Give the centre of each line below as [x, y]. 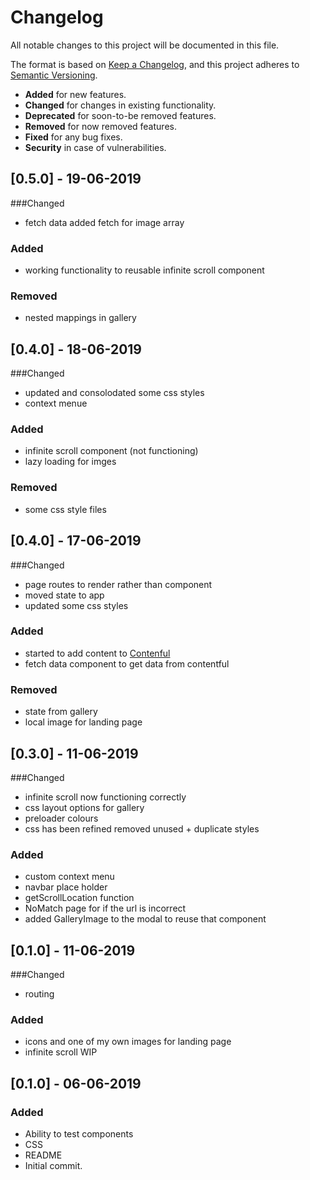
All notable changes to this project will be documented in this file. [145, 45]
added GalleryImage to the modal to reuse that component [145, 919]
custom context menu [69, 877]
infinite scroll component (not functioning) [111, 451]
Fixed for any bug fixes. [73, 137]
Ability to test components [79, 1134]
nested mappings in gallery [80, 318]
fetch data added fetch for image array [104, 222]
